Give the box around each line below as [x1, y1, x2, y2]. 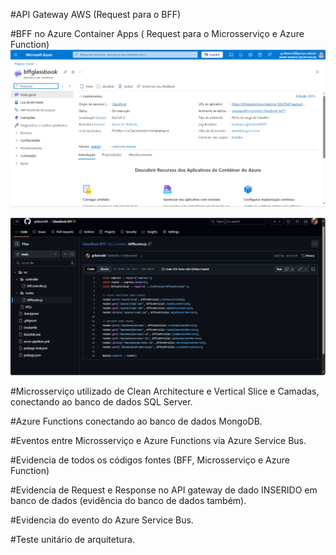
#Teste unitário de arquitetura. [10, 533, 135, 545]
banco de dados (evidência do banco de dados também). [10, 494, 247, 506]
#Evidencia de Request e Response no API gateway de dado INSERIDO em [10, 484, 318, 496]
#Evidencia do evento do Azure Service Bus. [10, 514, 194, 526]
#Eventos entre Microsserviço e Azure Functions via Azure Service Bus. [10, 434, 307, 446]
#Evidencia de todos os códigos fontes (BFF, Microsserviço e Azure [10, 454, 290, 466]
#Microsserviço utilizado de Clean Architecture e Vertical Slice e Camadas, [10, 385, 320, 397]
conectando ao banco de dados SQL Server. [10, 395, 193, 408]
